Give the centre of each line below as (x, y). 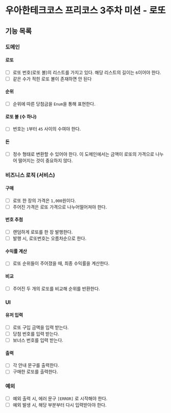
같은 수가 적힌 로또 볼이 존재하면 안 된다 (52, 79)
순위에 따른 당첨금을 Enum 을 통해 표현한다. (54, 104)
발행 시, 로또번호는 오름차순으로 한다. (50, 238)
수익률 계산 (16, 251)
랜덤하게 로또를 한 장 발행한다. (43, 232)
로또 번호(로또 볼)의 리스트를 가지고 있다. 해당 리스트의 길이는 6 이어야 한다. (87, 72)
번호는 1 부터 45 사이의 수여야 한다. (47, 129)
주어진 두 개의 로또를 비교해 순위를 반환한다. (56, 288)
